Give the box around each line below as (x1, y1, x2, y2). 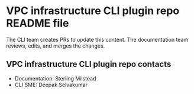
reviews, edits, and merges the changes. (6, 42, 105, 49)
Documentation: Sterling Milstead (14, 75, 96, 82)
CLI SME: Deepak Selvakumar (14, 81, 88, 88)
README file (6, 16, 69, 30)
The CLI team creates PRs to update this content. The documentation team (6, 36, 189, 43)
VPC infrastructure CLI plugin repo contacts (6, 59, 172, 69)
